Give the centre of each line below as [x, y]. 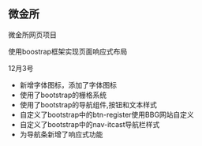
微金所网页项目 [32, 35]
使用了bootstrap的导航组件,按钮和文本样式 [88, 104]
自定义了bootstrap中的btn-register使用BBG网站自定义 [107, 114]
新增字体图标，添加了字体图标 [68, 84]
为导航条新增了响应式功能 [61, 134]
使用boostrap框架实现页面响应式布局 [68, 51]
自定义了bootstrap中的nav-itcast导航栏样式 [90, 124]
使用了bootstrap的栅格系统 [63, 95]
